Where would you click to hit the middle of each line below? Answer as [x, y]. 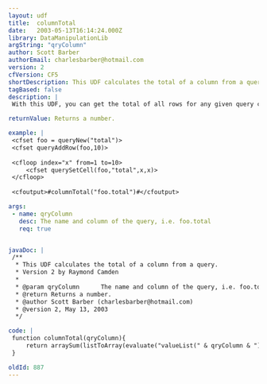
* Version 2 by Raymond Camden [67, 272]
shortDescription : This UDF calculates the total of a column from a [126, 82]
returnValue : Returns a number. [62, 119]
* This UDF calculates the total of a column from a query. [117, 265]
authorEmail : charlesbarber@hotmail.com [76, 60]
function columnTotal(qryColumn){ [69, 339]
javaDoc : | [26, 250]
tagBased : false [35, 89]
